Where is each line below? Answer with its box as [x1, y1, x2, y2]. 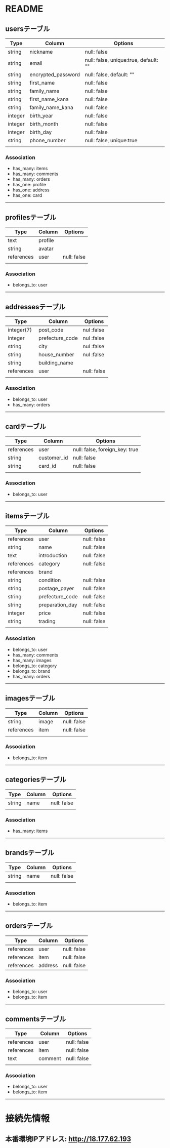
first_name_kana [29, 96, 69, 103]
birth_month [29, 120, 59, 127]
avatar [38, 245, 54, 252]
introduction [38, 552, 67, 559]
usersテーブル [5, 24, 50, 33]
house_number [38, 351, 74, 358]
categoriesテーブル [5, 775, 67, 784]
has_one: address [12, 187, 50, 193]
